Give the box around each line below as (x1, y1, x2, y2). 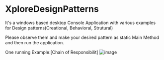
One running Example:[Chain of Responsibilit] (5, 49, 98, 55)
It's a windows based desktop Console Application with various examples (5, 20, 156, 26)
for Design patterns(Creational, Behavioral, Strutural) (5, 25, 113, 30)
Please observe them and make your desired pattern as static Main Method (5, 34, 160, 40)
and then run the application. (5, 39, 65, 45)
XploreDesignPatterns (5, 3, 99, 15)
